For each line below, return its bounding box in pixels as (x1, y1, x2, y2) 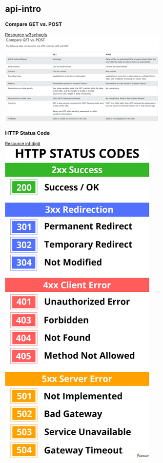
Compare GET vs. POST (5, 21, 62, 28)
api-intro (5, 3, 41, 15)
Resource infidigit (5, 141, 41, 147)
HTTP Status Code (5, 130, 50, 136)
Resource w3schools (5, 32, 47, 38)
